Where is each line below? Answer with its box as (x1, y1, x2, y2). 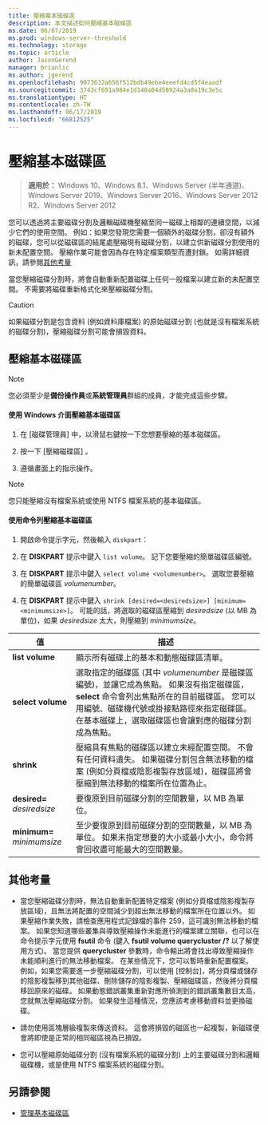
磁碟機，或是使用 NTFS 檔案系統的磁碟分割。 (19, 1060, 169, 1069)
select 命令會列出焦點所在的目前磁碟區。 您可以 (75, 691, 256, 703)
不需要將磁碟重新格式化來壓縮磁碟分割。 (23, 284, 157, 294)
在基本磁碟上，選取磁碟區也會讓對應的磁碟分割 (75, 715, 252, 727)
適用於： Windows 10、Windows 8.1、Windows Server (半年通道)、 (27, 180, 249, 190)
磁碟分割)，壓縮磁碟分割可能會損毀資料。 (14, 327, 152, 336)
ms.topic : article (8, 49, 69, 57)
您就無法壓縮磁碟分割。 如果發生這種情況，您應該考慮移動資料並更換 (19, 996, 246, 1005)
